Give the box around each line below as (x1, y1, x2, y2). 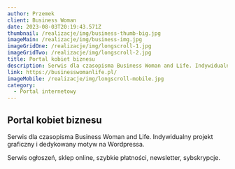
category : (7, 82, 36, 89)
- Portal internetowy (13, 88, 77, 95)
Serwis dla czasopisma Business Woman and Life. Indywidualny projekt (7, 132, 213, 140)
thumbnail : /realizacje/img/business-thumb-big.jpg (7, 29, 161, 37)
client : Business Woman (7, 17, 77, 24)
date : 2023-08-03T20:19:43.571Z (7, 23, 101, 30)
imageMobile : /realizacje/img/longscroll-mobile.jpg (7, 75, 164, 82)
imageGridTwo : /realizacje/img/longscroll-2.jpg (7, 50, 152, 57)
